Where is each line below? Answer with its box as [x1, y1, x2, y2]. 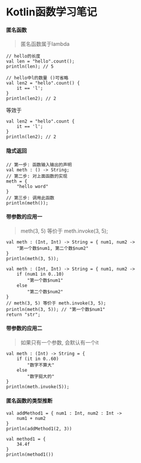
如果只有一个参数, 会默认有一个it [20, 339, 99, 346]
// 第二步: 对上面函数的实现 [6, 173, 68, 179]
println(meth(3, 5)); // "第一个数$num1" [6, 306, 106, 312]
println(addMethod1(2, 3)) [6, 426, 72, 432]
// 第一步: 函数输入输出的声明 [6, 161, 72, 168]
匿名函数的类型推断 [6, 397, 53, 404]
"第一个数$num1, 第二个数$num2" [16, 245, 89, 251]
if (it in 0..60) [16, 356, 59, 362]
